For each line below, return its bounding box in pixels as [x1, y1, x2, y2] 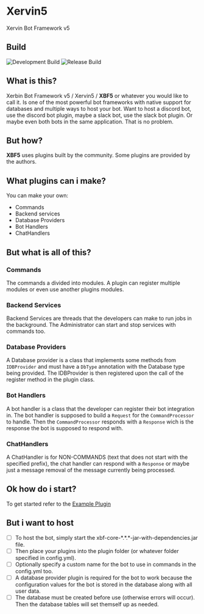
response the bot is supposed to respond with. [6, 424, 124, 431]
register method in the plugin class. [6, 376, 95, 383]
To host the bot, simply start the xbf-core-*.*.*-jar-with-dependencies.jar [15, 534, 198, 541]
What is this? [6, 76, 57, 86]
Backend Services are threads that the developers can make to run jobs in [6, 315, 192, 322]
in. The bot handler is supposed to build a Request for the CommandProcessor [6, 411, 194, 419]
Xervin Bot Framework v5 [6, 24, 70, 32]
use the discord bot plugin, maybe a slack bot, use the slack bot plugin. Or [6, 111, 193, 119]
